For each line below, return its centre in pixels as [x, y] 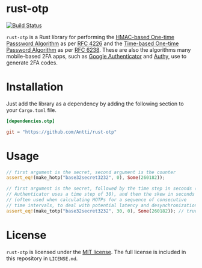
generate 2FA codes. [32, 63]
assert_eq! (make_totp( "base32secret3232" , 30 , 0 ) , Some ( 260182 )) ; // [95, 211]
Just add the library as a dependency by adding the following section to [95, 104]
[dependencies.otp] [31, 121]
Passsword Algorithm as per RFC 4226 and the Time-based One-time [93, 43]
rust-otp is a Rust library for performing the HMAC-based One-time [90, 37]
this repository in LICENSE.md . [42, 258]
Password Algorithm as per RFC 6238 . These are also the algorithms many [99, 49]
